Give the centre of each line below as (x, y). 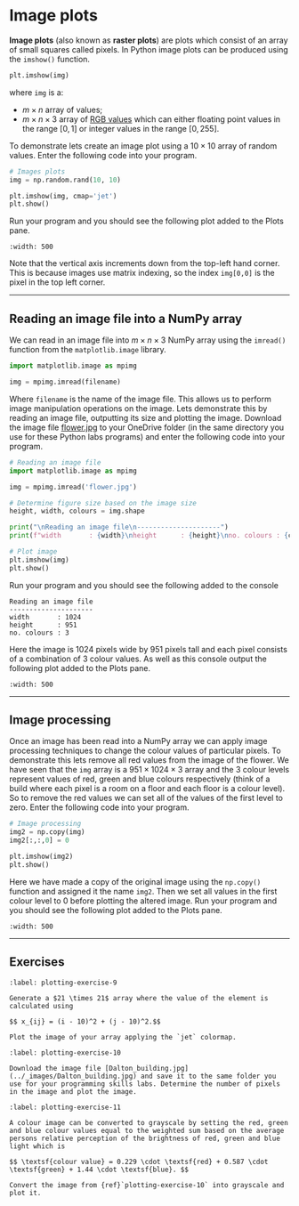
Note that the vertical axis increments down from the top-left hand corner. (145, 263)
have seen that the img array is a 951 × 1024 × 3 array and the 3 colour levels (149, 770)
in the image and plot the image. (73, 1091)
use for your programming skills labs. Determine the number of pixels (145, 1084)
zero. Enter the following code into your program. (99, 807)
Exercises (37, 962)
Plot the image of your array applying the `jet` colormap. (123, 1037)
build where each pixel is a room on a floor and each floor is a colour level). (147, 789)
